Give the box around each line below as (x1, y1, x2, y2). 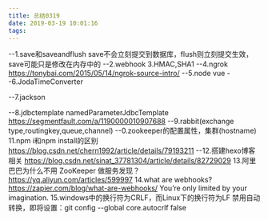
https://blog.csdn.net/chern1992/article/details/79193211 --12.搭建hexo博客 (8, 146, 256, 156)
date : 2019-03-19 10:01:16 (8, 19, 98, 27)
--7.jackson (8, 93, 46, 102)
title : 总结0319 (8, 11, 60, 20)
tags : (8, 26, 26, 34)
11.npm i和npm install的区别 (8, 136, 98, 146)
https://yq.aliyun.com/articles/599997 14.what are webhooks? (8, 175, 213, 185)
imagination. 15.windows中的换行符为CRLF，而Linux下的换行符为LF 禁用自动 (8, 193, 261, 202)
